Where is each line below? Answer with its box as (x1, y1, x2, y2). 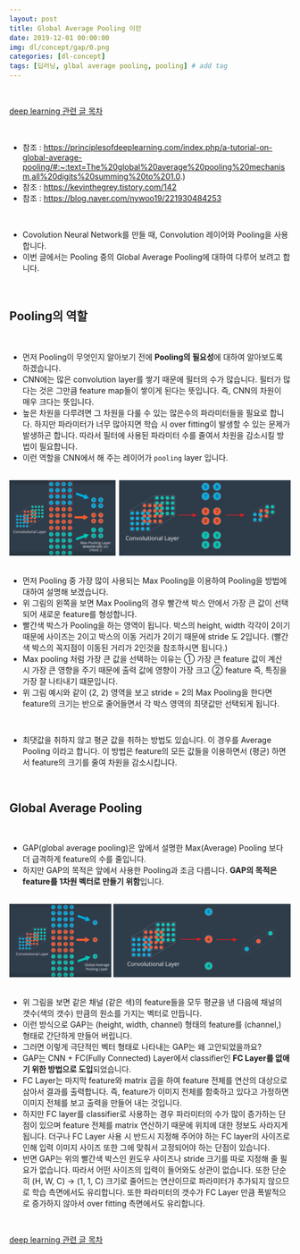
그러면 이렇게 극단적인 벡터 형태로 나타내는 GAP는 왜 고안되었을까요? (21, 1042, 262, 1053)
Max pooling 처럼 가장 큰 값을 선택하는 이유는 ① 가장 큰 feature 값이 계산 (21, 653, 283, 664)
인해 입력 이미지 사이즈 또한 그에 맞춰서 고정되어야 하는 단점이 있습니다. (21, 1142, 271, 1153)
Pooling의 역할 (9, 309, 87, 324)
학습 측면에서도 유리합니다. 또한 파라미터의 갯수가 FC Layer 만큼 (31, 1187, 256, 1198)
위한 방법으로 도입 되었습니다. (30, 1064, 132, 1075)
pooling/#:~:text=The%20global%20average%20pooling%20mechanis (21, 162, 286, 172)
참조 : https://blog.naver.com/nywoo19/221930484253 (21, 193, 221, 203)
